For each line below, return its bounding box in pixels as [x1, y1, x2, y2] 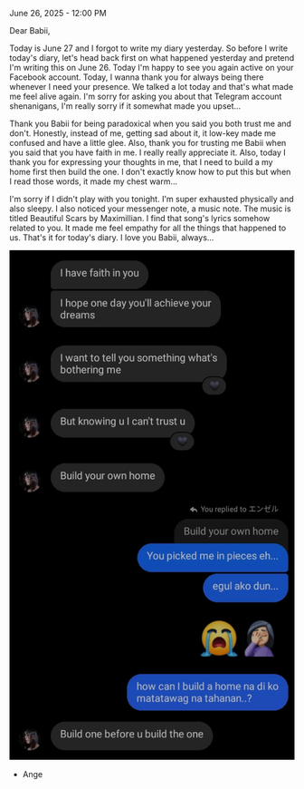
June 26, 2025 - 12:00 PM [9, 8, 107, 18]
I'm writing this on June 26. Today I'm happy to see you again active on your [9, 63, 294, 73]
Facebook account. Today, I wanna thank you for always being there [9, 72, 264, 83]
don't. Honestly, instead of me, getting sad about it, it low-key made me [9, 128, 276, 139]
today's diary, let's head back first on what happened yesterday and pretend [9, 53, 295, 63]
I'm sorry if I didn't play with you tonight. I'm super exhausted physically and [9, 194, 294, 204]
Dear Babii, [9, 25, 51, 35]
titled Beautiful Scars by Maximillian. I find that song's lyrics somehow [9, 213, 271, 223]
